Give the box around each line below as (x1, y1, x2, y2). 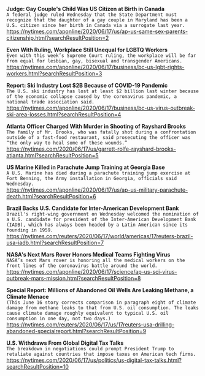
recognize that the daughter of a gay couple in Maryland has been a (6, 17, 188, 23)
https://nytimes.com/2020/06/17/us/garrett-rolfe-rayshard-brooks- (6, 145, 176, 152)
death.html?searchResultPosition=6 (6, 193, 96, 200)
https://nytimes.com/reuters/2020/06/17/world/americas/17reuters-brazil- (6, 233, 193, 239)
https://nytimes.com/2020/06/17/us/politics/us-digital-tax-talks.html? (6, 356, 182, 364)
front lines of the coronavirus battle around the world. (6, 263, 158, 269)
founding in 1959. (6, 227, 53, 233)
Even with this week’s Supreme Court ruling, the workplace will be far (6, 53, 196, 59)
